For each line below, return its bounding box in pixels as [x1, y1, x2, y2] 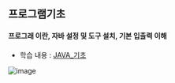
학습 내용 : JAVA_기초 [19, 50, 87, 59]
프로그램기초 [8, 7, 65, 21]
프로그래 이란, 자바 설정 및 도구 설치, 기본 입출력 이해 [8, 31, 167, 40]
